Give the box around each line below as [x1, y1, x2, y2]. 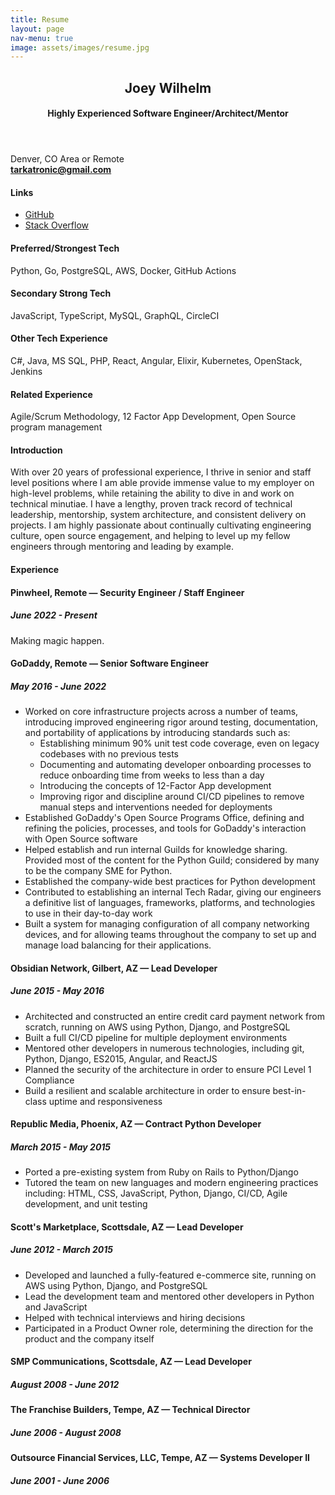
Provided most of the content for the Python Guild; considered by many [24, 854, 320, 866]
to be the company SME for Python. [24, 865, 173, 877]
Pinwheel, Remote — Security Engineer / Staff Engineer [10, 586, 245, 598]
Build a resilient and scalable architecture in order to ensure [24, 1084, 271, 1096]
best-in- [272, 1084, 307, 1096]
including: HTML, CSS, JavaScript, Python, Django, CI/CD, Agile [24, 1187, 288, 1200]
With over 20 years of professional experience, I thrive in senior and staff [10, 466, 312, 478]
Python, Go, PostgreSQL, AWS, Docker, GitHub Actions [10, 264, 237, 276]
